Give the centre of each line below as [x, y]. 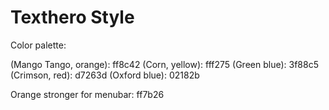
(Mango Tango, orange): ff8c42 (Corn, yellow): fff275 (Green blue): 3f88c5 [164, 64]
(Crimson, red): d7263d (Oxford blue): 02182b [105, 75]
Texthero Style [72, 17]
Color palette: [38, 45]
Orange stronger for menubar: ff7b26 [87, 94]
